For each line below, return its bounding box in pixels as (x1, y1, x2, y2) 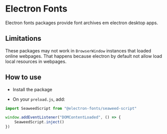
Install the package (12, 86, 53, 92)
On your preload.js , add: (12, 96, 65, 102)
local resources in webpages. (5, 58, 67, 64)
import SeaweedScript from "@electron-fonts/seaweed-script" (5, 106, 137, 111)
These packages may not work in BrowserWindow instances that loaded (5, 47, 152, 53)
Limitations (5, 34, 41, 43)
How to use (5, 73, 41, 82)
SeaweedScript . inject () (14, 119, 65, 125)
